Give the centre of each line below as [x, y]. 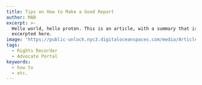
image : [14, 40]
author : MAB [21, 17]
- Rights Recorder [35, 51]
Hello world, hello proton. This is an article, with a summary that [100, 28]
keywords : [19, 62]
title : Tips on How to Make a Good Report [60, 12]
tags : [13, 45]
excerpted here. [32, 34]
